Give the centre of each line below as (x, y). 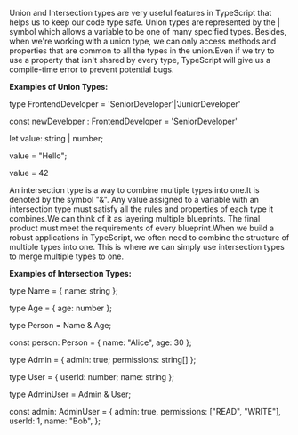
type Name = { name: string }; (64, 291)
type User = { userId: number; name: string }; (92, 377)
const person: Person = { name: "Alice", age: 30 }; (101, 342)
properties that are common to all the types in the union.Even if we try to (142, 51)
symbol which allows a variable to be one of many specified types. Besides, (148, 32)
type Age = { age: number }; (61, 308)
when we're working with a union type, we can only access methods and (143, 41)
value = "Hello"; (38, 156)
